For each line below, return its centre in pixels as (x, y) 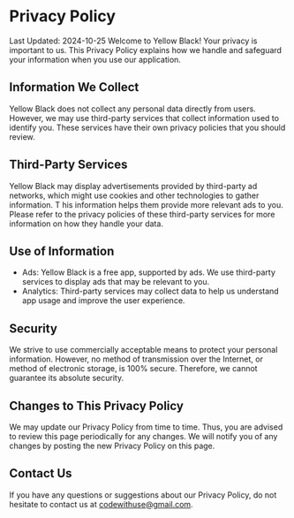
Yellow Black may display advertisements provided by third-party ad (133, 186)
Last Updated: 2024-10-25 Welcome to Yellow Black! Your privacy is (133, 41)
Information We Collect (74, 87)
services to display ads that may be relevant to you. (116, 282)
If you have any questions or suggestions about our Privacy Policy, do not (143, 495)
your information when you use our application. (95, 59)
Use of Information (62, 251)
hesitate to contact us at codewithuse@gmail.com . (101, 504)
